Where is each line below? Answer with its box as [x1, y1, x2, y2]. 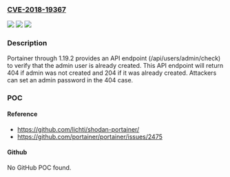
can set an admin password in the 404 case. [7, 75, 134, 84]
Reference [7, 110, 38, 118]
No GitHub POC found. [7, 163, 72, 172]
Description [7, 38, 48, 48]
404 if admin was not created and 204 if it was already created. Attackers [7, 69, 217, 77]
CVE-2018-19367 [7, 5, 67, 14]
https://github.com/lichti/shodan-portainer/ [17, 125, 140, 133]
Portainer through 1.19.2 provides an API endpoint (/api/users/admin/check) [7, 54, 221, 62]
